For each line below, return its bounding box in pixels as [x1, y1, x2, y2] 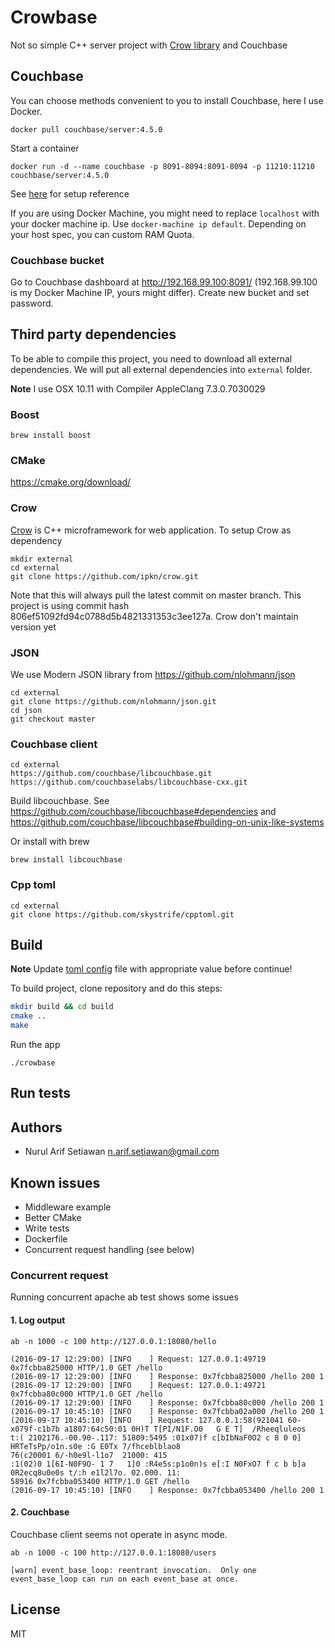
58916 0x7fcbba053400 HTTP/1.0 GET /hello [10, 1476, 190, 1486]
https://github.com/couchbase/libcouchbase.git [10, 769, 213, 779]
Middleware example [24, 1201, 112, 1213]
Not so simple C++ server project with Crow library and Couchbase [10, 39, 288, 51]
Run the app [10, 1039, 61, 1051]
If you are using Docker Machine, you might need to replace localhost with [10, 207, 320, 219]
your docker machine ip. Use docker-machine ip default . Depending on [10, 217, 307, 230]
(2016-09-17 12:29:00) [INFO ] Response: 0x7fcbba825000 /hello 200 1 [10, 1371, 325, 1381]
